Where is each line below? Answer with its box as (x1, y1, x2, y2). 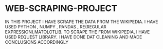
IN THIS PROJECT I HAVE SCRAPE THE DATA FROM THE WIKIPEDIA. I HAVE (5, 19, 158, 24)
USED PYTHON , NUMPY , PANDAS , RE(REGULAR (5, 24, 107, 29)
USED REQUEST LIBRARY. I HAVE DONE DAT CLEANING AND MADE (5, 34, 143, 40)
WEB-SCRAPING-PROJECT (5, 3, 118, 14)
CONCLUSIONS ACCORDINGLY (5, 39, 69, 45)
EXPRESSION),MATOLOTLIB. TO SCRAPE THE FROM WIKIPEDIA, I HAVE (5, 29, 150, 35)
